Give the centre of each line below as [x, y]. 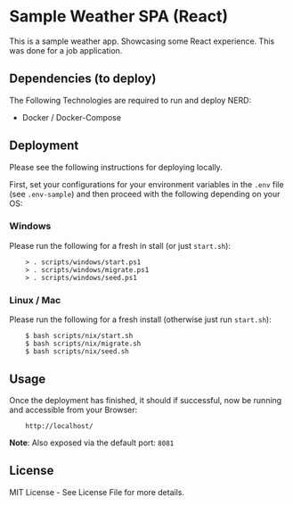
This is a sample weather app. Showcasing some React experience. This [142, 41]
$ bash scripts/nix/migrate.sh [83, 344]
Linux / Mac [35, 300]
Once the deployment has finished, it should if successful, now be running [146, 400]
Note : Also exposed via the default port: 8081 [92, 443]
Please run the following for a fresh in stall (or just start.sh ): [120, 245]
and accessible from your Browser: [73, 410]
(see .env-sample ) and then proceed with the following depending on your [145, 194]
